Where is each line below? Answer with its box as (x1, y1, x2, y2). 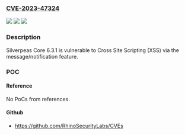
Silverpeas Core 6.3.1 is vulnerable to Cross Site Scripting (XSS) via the (6, 46, 180, 54)
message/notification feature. (6, 53, 78, 60)
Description (6, 33, 41, 41)
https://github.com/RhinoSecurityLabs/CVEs (14, 122, 123, 129)
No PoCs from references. (6, 95, 70, 102)
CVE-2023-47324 (6, 4, 60, 12)
